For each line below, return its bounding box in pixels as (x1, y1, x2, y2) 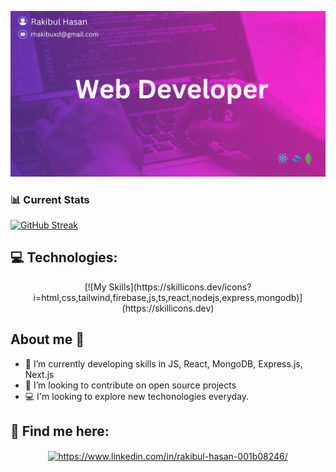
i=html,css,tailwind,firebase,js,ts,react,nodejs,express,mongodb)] (33, 291, 303, 303)
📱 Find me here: (10, 423, 110, 440)
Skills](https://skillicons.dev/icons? (108, 281, 252, 293)
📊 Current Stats (10, 192, 90, 206)
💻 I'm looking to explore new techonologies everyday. (24, 390, 250, 402)
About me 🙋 (10, 331, 85, 348)
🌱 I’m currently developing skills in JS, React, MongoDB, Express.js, (24, 357, 303, 370)
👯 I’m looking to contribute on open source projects (24, 379, 237, 391)
